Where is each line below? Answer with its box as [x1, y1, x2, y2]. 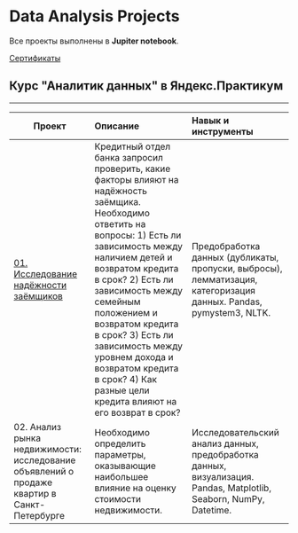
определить [94, 437, 146, 450]
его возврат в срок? [94, 406, 181, 419]
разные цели [94, 384, 150, 396]
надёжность [94, 184, 148, 197]
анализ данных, [192, 437, 259, 450]
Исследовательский [192, 426, 279, 438]
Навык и [192, 114, 230, 126]
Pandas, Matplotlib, [192, 482, 272, 494]
